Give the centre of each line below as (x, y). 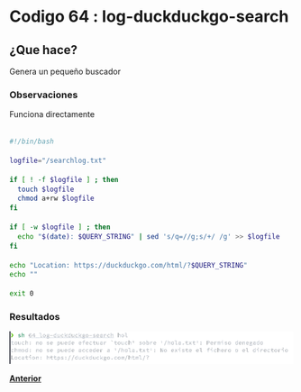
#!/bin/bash (32, 141)
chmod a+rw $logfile (56, 199)
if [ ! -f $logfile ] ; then (64, 179)
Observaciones (44, 95)
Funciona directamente (52, 114)
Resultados (35, 316)
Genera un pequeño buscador (65, 71)
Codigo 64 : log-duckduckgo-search (149, 17)
